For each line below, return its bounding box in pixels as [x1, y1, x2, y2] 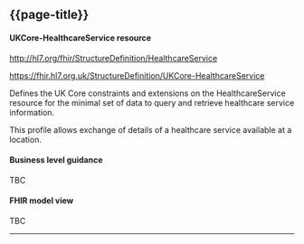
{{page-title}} [9, 7, 90, 23]
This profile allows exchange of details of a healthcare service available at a [9, 124, 292, 135]
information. [9, 107, 55, 117]
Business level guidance [9, 155, 103, 165]
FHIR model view [9, 195, 74, 206]
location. [9, 134, 43, 145]
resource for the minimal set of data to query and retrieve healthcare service [9, 97, 295, 108]
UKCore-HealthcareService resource [9, 32, 152, 43]
